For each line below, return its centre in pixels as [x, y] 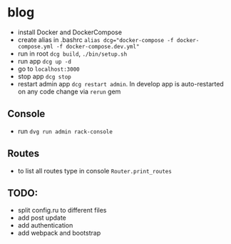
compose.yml [35, 46]
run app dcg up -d [44, 61]
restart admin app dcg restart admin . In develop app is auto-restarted [121, 83]
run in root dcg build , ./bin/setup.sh [72, 54]
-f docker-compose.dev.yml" [98, 46]
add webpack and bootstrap [59, 233]
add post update [42, 218]
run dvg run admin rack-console [65, 131]
